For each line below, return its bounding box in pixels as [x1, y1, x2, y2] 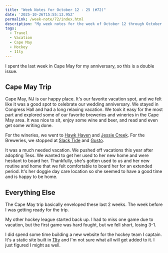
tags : [5, 26, 16, 31]
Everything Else [5, 188, 55, 196]
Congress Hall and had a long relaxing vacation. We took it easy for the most [5, 106, 163, 112]
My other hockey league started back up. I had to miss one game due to [5, 216, 153, 222]
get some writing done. [5, 122, 53, 128]
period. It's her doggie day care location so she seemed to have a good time [5, 168, 162, 174]
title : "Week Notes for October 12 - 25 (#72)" [5, 7, 106, 12]
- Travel [9, 30, 28, 35]
